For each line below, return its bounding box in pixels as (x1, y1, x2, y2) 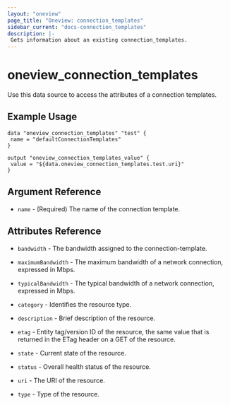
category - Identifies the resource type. (17, 300, 132, 308)
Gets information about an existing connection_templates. (10, 37, 188, 44)
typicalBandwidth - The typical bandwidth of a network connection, (17, 278, 214, 287)
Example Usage (7, 111, 78, 123)
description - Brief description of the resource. (17, 314, 156, 322)
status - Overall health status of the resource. (17, 362, 152, 371)
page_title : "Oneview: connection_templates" (7, 17, 143, 24)
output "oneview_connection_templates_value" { (7, 154, 150, 161)
